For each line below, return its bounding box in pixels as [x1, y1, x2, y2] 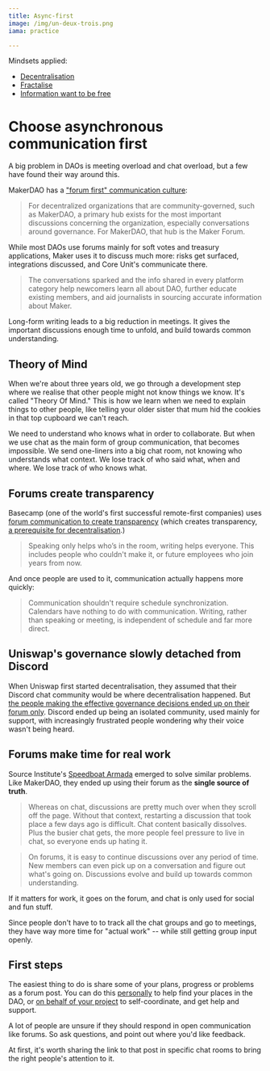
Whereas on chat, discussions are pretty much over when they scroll [27, 802, 256, 812]
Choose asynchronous [8, 117, 164, 136]
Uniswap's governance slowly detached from [8, 647, 242, 661]
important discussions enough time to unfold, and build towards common [8, 325, 251, 335]
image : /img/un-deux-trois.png [8, 19, 114, 27]
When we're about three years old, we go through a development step [8, 379, 242, 389]
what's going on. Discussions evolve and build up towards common [27, 869, 252, 879]
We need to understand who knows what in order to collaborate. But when [8, 429, 255, 439]
